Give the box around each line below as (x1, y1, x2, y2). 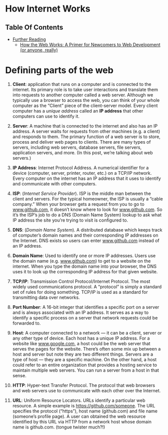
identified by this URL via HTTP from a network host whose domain (12, 418, 152, 424)
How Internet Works (5, 3, 91, 15)
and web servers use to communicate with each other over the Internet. (12, 387, 161, 393)
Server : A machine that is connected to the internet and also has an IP (12, 123, 158, 129)
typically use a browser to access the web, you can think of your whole (12, 97, 160, 103)
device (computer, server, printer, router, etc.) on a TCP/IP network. (12, 170, 152, 176)
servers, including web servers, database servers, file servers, (12, 144, 142, 150)
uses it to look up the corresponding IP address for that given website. (12, 268, 158, 274)
